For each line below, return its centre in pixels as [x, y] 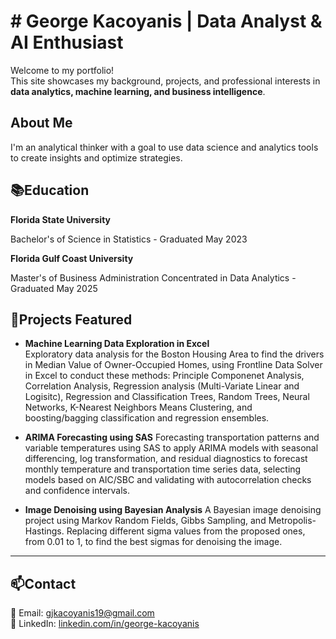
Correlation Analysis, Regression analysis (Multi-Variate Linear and [162, 386]
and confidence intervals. [77, 491]
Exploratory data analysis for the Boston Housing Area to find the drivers [174, 354]
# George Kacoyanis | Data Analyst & [166, 21]
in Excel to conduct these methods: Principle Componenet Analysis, [164, 376]
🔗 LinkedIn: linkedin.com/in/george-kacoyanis [105, 624]
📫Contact [43, 583]
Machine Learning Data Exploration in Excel [117, 344]
